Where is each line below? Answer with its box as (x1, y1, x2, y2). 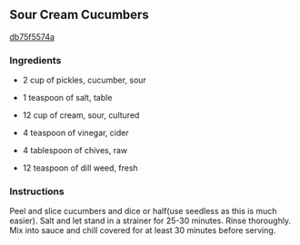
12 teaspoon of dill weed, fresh (22, 162, 138, 173)
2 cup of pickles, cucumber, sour (22, 74, 147, 85)
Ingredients (9, 54, 62, 66)
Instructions (9, 185, 65, 198)
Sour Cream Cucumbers (9, 7, 150, 23)
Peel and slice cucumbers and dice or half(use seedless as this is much (9, 206, 277, 217)
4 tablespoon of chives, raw (22, 145, 128, 156)
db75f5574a (9, 31, 55, 42)
